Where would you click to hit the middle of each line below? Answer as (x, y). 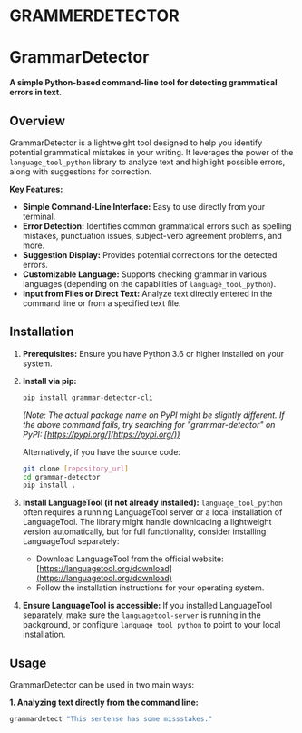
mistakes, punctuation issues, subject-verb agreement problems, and (152, 235)
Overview (38, 120)
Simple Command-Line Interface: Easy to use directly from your (144, 206)
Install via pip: (49, 381)
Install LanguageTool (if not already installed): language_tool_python (152, 503)
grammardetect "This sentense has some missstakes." (111, 719)
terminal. (39, 216)
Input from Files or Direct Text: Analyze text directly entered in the (147, 293)
